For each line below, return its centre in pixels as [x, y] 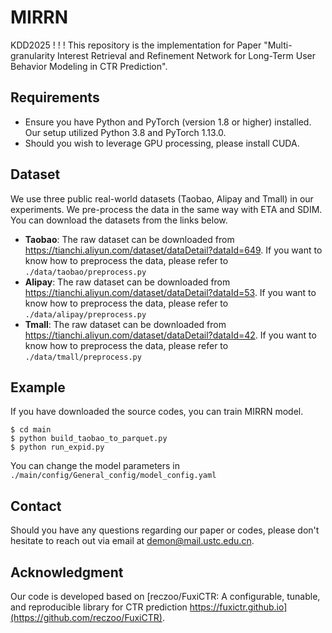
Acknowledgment [67, 572]
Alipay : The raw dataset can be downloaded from [127, 282]
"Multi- [278, 45]
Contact [36, 506]
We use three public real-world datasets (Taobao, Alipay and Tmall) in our [162, 198]
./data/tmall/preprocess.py [83, 357]
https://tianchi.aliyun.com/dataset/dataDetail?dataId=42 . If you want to [170, 335]
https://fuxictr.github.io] [238, 607]
